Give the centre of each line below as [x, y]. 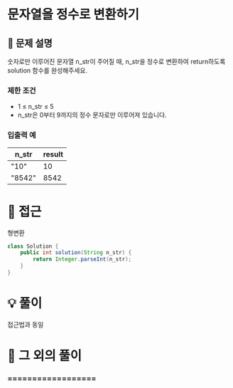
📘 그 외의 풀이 [45, 356]
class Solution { [33, 246]
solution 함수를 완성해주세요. [47, 70]
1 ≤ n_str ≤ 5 [36, 107]
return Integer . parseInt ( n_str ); [82, 259]
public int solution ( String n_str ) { [76, 253]
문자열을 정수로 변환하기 [74, 15]
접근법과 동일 [26, 324]
